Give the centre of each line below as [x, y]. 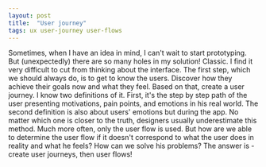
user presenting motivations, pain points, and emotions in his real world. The [133, 103]
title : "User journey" [48, 23]
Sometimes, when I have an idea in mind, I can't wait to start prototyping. [128, 53]
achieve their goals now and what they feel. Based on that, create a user [126, 87]
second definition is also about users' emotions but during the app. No [123, 112]
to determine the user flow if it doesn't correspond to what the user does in [131, 138]
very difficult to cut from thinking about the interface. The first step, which [129, 70]
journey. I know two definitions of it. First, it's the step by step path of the [128, 95]
